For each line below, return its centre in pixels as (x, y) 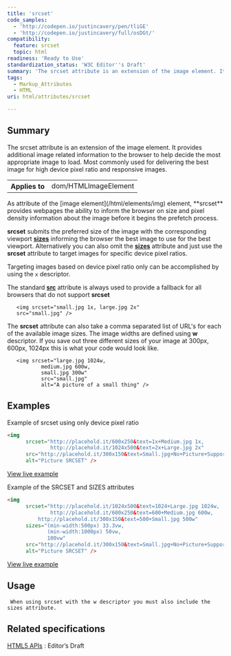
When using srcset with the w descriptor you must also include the (110, 602)
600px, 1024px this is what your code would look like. (83, 348)
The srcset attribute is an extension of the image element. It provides (105, 147)
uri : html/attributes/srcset (49, 97)
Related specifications (56, 629)
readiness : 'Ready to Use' (46, 59)
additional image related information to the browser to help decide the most (114, 154)
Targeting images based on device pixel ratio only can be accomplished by (113, 267)
